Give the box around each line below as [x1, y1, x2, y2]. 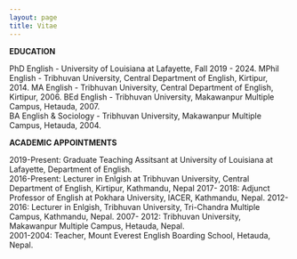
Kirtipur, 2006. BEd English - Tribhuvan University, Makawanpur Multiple [9, 91, 275, 102]
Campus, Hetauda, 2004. [9, 119, 102, 130]
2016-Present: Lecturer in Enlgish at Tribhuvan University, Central [9, 173, 250, 183]
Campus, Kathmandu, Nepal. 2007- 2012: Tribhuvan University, [9, 211, 242, 222]
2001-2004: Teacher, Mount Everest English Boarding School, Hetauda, [9, 230, 271, 240]
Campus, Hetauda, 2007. [9, 101, 100, 111]
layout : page [9, 12, 58, 22]
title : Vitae [9, 21, 58, 30]
